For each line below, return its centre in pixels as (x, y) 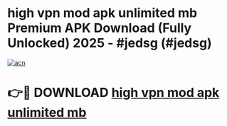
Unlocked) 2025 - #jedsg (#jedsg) (110, 43)
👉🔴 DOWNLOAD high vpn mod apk (114, 93)
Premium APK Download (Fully (100, 28)
